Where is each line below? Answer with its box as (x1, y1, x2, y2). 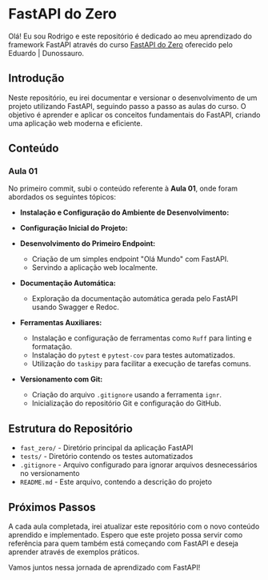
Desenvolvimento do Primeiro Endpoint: (19, 239, 156, 248)
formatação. (31, 342, 73, 352)
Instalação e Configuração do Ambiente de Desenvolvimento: (19, 207, 230, 217)
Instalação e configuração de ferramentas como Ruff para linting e (31, 333, 252, 343)
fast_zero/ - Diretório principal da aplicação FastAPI (19, 443, 194, 453)
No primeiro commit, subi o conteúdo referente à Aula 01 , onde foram (8, 183, 238, 193)
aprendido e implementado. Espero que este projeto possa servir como (8, 530, 243, 540)
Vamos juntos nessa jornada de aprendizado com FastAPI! (8, 562, 201, 573)
